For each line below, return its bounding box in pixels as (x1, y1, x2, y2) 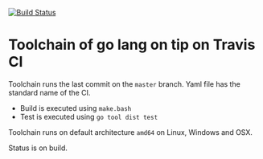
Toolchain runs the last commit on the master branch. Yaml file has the (8, 79, 241, 88)
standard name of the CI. (8, 88, 91, 97)
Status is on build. (8, 143, 68, 153)
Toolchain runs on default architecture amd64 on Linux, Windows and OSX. (8, 127, 253, 137)
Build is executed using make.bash (19, 103, 132, 112)
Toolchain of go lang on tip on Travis (8, 36, 256, 54)
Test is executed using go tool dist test (19, 112, 158, 121)
